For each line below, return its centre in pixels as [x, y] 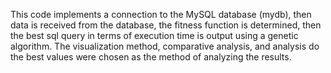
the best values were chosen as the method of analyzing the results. [151, 57]
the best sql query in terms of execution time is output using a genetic [154, 35]
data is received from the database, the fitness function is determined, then [166, 25]
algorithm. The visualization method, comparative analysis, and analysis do [165, 46]
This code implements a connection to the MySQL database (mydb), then [161, 14]
